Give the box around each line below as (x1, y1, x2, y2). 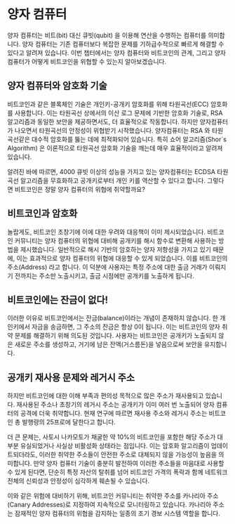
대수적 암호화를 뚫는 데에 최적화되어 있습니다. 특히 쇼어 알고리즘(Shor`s (31, 135, 227, 143)
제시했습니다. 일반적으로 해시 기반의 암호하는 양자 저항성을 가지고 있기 (20, 245, 212, 254)
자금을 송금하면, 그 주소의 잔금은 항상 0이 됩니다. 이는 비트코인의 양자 (31, 322, 221, 331)
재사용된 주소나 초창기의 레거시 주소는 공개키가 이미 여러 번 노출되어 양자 (16, 400, 215, 409)
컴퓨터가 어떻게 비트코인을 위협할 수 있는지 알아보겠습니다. (7, 57, 167, 65)
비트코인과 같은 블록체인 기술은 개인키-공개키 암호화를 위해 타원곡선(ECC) (7, 100, 209, 108)
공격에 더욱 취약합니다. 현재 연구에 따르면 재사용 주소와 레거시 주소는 (20, 409, 208, 418)
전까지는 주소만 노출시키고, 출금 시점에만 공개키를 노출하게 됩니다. (14, 271, 194, 280)
